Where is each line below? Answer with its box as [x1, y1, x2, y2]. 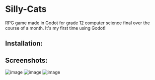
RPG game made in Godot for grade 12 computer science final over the [5, 20, 150, 26]
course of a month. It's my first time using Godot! [5, 25, 106, 31]
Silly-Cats [5, 3, 47, 15]
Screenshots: [5, 56, 48, 65]
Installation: [5, 40, 43, 48]
